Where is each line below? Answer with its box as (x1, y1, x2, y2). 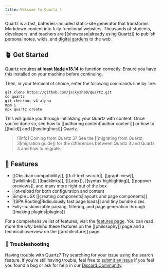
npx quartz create (5, 107, 42, 112)
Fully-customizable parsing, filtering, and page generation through (12, 204, 145, 210)
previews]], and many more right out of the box (12, 183, 107, 189)
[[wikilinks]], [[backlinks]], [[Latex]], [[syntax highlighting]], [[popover (12, 178, 152, 184)
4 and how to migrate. (17, 146, 62, 151)
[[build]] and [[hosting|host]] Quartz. (5, 126, 79, 132)
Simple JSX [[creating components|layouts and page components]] (12, 193, 147, 200)
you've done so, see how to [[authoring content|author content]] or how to (5, 121, 155, 127)
